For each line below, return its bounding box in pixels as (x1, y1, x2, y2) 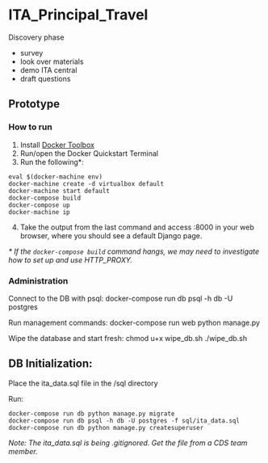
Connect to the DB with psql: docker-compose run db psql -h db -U (8, 293, 233, 303)
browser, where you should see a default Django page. (19, 230, 203, 240)
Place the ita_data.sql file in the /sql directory (8, 378, 159, 388)
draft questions (19, 74, 71, 83)
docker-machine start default (8, 187, 111, 195)
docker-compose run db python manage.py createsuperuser (8, 423, 204, 431)
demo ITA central (19, 65, 77, 74)
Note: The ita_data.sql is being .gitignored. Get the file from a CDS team (8, 438, 248, 448)
